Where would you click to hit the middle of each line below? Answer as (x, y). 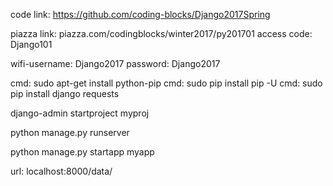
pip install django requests (65, 93)
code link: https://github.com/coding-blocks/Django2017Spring (140, 14)
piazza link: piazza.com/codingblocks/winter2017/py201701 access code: (161, 33)
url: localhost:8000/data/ (61, 171)
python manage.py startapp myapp (82, 152)
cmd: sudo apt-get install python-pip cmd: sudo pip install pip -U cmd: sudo (166, 83)
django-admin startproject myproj (80, 113)
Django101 (31, 44)
